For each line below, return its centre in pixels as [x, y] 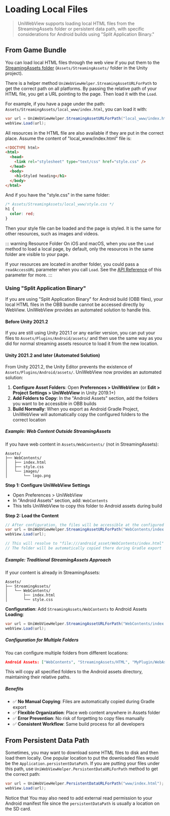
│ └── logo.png [28, 476]
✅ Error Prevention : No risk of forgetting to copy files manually [78, 718]
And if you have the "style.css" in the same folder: [58, 195]
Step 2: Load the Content [32, 515]
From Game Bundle [36, 50]
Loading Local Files [47, 9]
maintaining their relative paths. [38, 677]
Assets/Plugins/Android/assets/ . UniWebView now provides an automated [83, 372]
